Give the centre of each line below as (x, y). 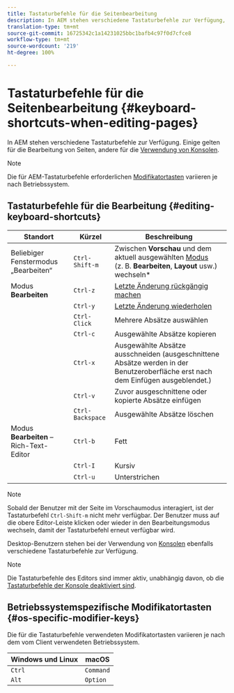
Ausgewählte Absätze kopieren (166, 334)
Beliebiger (27, 253)
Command (97, 670)
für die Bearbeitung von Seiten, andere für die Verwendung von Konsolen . (113, 149)
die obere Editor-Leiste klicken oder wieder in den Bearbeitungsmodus (109, 522)
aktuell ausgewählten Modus (162, 257)
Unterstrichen (137, 477)
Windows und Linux (45, 660)
